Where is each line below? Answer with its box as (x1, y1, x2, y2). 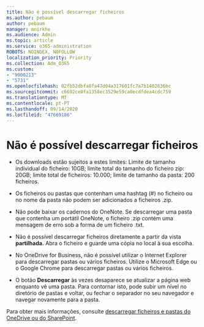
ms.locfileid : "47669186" (6, 112, 72, 118)
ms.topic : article (6, 37, 53, 44)
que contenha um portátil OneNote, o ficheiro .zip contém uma (15, 215, 173, 222)
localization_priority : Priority (6, 55, 92, 61)
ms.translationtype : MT (6, 94, 67, 101)
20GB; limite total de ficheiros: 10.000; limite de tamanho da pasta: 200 (15, 171, 195, 179)
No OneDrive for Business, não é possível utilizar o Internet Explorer (15, 252, 187, 259)
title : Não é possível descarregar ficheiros (6, 9, 124, 15)
